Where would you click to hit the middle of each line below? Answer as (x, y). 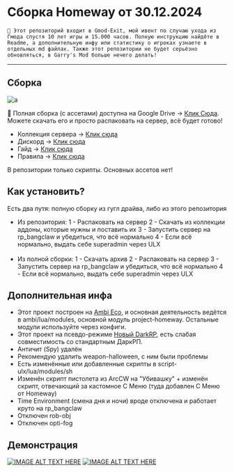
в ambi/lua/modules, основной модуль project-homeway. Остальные (118, 320)
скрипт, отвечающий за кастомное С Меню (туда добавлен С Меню (119, 386)
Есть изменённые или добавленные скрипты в (87, 364)
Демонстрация (42, 445)
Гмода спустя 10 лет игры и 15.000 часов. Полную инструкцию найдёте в (113, 37)
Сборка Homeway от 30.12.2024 (105, 12)
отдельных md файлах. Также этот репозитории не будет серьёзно (102, 49)
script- (167, 364)
